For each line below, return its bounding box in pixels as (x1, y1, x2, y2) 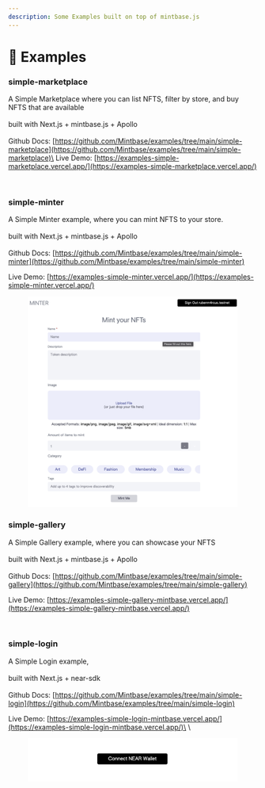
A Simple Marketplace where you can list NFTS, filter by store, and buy (8, 94, 240, 104)
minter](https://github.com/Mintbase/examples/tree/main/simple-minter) (8, 257, 245, 266)
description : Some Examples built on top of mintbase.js (8, 13, 200, 21)
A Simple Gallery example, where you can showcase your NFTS (8, 537, 216, 547)
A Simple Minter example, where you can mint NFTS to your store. (8, 215, 224, 224)
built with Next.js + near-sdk (8, 673, 101, 683)
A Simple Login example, (8, 656, 89, 666)
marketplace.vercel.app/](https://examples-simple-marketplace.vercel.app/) (8, 162, 257, 171)
